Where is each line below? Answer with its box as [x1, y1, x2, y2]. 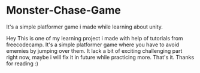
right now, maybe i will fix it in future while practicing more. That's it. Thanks [6, 53, 195, 61]
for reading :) [6, 60, 39, 67]
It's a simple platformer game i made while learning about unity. [6, 23, 163, 30]
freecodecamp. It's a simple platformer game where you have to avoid [6, 41, 180, 48]
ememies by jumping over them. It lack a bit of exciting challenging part [6, 47, 183, 54]
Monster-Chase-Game [6, 4, 121, 17]
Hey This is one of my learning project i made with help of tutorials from [6, 34, 184, 42]
